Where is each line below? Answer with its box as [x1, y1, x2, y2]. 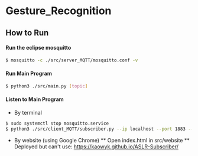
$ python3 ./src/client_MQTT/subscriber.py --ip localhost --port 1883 [5, 126, 186, 132]
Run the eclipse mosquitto [5, 44, 72, 51]
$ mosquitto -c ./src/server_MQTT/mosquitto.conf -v [5, 57, 138, 63]
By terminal [14, 109, 43, 116]
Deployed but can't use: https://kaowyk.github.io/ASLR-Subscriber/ [14, 143, 178, 150]
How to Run [5, 28, 49, 38]
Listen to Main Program [5, 96, 64, 103]
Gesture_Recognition [5, 4, 112, 18]
